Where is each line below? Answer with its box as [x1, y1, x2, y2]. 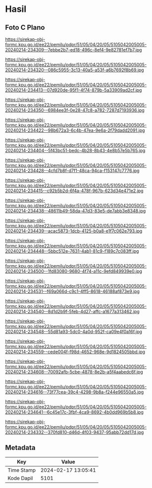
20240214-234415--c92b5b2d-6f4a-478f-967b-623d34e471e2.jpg [5, 188, 144, 194]
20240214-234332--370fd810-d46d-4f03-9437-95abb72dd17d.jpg [5, 430, 144, 435]
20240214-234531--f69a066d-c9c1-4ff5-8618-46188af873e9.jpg [5, 288, 140, 294]
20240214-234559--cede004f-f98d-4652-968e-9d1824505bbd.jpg [5, 349, 145, 355]
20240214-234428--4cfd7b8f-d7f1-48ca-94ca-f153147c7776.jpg [5, 167, 140, 173]
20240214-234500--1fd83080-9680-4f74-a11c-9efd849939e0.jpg [5, 269, 143, 274]
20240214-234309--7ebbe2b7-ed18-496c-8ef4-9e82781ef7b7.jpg [5, 47, 142, 53]
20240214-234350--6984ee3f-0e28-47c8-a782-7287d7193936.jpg [5, 108, 145, 113]
